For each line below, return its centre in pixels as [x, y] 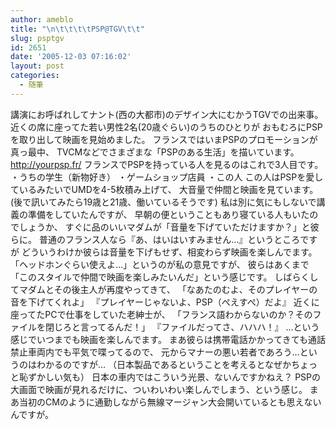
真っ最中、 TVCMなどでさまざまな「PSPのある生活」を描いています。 [155, 152]
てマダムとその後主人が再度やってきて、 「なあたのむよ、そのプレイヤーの [164, 289]
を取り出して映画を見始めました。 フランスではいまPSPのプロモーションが [164, 139]
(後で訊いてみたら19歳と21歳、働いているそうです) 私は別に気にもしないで [163, 202]
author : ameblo [42, 19]
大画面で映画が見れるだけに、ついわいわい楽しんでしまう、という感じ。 [159, 389]
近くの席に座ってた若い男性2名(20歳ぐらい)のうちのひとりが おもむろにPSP [166, 127]
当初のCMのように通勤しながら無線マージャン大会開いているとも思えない [170, 402]
